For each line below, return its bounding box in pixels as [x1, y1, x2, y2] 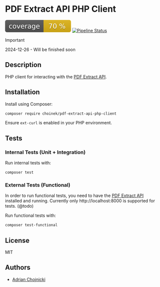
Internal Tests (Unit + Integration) [5, 148, 86, 155]
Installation [5, 88, 40, 96]
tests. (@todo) [5, 203, 34, 209]
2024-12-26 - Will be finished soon [5, 47, 76, 52]
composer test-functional [5, 223, 58, 228]
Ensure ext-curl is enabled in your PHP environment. [5, 120, 112, 126]
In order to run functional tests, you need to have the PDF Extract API [5, 192, 144, 199]
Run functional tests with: [5, 213, 56, 218]
